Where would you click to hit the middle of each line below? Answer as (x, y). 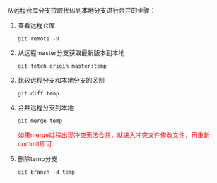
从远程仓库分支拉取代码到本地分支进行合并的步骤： (82, 10)
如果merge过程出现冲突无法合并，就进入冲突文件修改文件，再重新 (114, 135)
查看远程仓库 (36, 25)
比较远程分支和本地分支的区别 (61, 80)
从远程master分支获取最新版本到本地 (71, 53)
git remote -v (38, 39)
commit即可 (35, 144)
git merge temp (40, 121)
